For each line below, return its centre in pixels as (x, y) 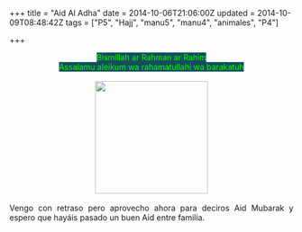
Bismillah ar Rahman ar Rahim (151, 57)
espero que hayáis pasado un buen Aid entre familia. (107, 218)
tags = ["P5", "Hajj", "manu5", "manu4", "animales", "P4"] (172, 22)
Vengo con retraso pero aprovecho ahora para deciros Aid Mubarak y (151, 208)
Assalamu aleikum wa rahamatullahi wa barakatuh (151, 67)
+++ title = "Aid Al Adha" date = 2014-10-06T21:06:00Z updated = (132, 13)
